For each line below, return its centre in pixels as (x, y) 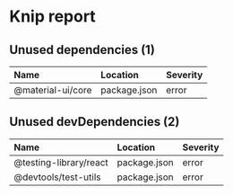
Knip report (52, 17)
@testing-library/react (61, 162)
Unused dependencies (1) (82, 50)
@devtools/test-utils (57, 177)
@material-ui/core (53, 90)
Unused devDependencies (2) (95, 122)
